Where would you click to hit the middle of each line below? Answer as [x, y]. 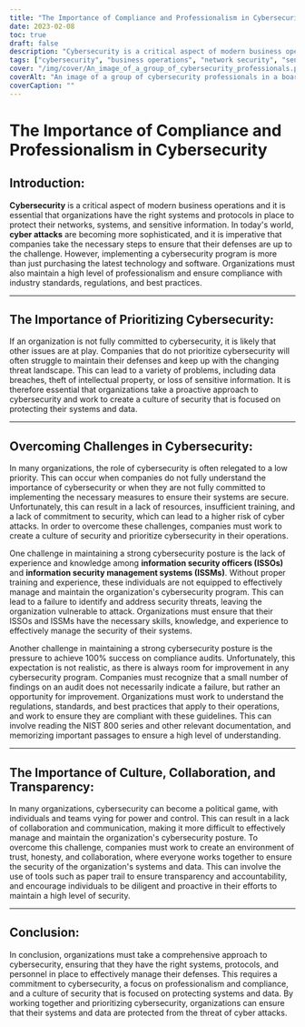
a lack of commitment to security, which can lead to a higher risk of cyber [147, 517]
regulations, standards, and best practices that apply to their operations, [144, 707]
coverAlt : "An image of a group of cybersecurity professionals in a [144, 77]
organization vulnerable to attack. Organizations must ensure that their [142, 611]
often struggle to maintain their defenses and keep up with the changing [144, 361]
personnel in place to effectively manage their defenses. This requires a [144, 973]
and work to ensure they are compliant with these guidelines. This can [141, 716]
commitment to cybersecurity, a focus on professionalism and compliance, [149, 983]
